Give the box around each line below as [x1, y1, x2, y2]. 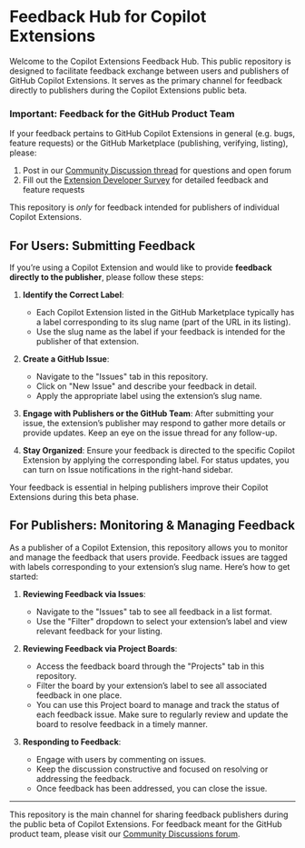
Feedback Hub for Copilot [9, 6, 207, 27]
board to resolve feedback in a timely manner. [35, 718, 209, 729]
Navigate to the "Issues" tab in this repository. [35, 371, 209, 383]
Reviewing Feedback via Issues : [22, 588, 147, 599]
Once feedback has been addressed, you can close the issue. [35, 783, 268, 793]
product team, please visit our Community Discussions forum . [9, 828, 241, 839]
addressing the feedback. [35, 773, 133, 783]
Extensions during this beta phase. [9, 492, 139, 503]
